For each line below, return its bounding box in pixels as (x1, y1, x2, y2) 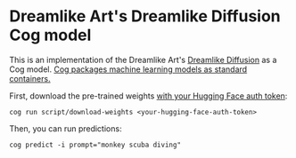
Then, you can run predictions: (9, 122, 122, 134)
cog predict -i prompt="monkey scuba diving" (9, 140, 181, 149)
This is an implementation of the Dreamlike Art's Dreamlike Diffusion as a (9, 54, 277, 65)
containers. (9, 73, 51, 83)
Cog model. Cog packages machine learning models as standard (9, 64, 248, 75)
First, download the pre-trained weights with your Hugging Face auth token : (9, 91, 288, 101)
